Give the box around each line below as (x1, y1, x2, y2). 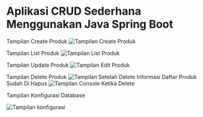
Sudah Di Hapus (6, 80, 47, 87)
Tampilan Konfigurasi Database (6, 91, 85, 99)
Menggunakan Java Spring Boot (6, 17, 174, 31)
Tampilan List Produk (6, 49, 59, 56)
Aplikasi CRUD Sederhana (6, 4, 142, 18)
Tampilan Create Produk (6, 37, 67, 45)
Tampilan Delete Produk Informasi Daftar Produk (6, 73, 197, 80)
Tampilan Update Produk (6, 61, 69, 69)
